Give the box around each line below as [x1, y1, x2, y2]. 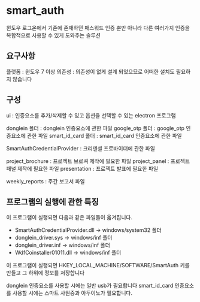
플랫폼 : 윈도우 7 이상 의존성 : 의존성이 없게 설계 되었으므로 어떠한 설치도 [6, 68, 175, 75]
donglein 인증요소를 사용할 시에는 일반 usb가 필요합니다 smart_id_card [6, 282, 174, 289]
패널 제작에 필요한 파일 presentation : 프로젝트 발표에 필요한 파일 [6, 165, 159, 172]
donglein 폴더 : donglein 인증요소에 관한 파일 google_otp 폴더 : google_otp [6, 124, 184, 132]
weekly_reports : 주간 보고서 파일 [6, 177, 85, 185]
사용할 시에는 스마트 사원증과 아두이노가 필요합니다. [12, 289, 133, 297]
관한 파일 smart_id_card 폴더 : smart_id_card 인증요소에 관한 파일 [26, 132, 182, 139]
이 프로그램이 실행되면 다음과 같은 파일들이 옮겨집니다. [6, 214, 133, 221]
